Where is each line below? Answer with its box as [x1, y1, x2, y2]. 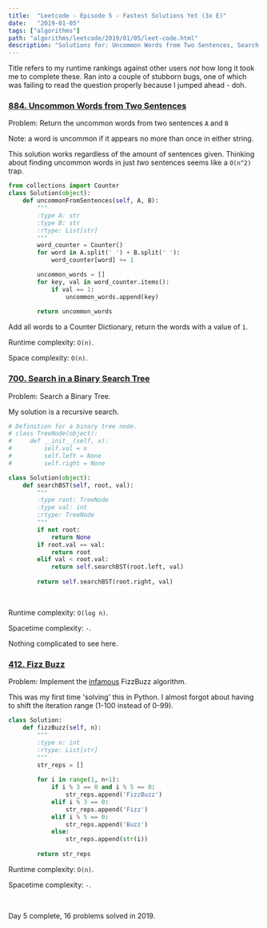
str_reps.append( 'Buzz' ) [65, 820, 149, 828]
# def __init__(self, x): [8, 437, 110, 445]
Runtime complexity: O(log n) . [8, 607, 109, 617]
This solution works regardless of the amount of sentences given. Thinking [8, 149, 255, 159]
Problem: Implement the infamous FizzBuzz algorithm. [8, 677, 186, 687]
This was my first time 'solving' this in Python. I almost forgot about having [8, 692, 254, 702]
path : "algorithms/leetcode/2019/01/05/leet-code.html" [8, 34, 198, 42]
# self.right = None [8, 459, 106, 468]
